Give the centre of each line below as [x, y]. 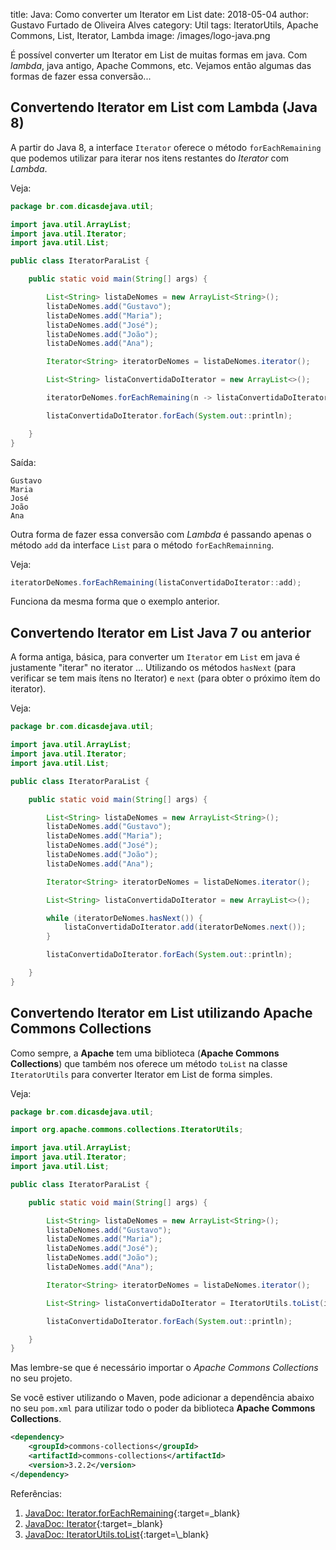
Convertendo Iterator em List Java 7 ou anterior [161, 632]
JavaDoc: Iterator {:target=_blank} [94, 1523]
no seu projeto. [41, 1378]
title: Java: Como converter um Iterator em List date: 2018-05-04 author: [160, 14]
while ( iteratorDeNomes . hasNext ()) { [124, 918]
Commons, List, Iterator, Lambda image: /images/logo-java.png [140, 35]
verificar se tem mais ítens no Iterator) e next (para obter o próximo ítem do [165, 678]
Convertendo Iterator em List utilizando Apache [161, 1013]
